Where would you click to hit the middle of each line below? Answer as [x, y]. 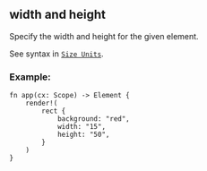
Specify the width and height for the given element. [104, 36]
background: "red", [93, 119]
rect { [54, 111]
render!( [42, 103]
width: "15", [81, 127]
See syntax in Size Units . [57, 54]
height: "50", [83, 135]
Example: [30, 77]
